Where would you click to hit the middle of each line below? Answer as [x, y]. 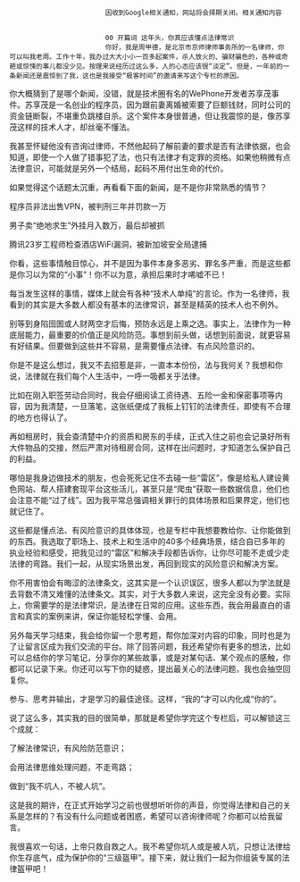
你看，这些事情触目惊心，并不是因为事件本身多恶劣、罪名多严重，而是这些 [146, 263]
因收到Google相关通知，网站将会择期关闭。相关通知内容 [194, 13]
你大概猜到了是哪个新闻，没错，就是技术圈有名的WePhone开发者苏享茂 [141, 93]
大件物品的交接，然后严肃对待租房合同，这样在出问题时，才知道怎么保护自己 [150, 448]
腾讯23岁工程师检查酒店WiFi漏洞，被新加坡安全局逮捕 [108, 244]
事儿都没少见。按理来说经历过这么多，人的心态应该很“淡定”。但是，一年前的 [162, 66]
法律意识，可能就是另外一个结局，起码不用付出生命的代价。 [119, 168]
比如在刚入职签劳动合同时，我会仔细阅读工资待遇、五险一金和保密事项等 [142, 395]
